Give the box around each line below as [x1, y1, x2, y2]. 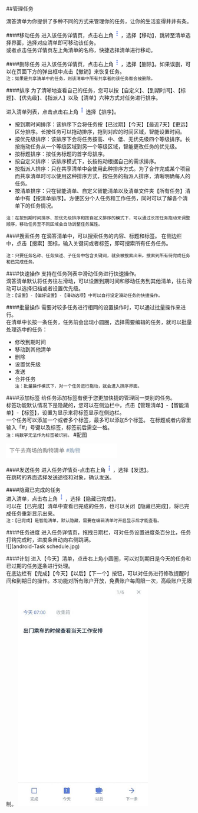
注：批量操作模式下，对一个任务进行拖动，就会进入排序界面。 [14, 383, 143, 389]
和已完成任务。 [6, 259, 37, 265]
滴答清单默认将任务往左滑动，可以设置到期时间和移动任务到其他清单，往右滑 [6, 277, 192, 284]
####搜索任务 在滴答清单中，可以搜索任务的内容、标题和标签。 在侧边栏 [6, 232, 183, 239]
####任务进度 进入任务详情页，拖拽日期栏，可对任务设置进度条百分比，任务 [6, 529, 192, 536]
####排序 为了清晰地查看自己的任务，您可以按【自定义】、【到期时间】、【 [6, 87, 181, 93]
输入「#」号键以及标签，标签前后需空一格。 [6, 424, 113, 430]
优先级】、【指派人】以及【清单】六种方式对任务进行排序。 [21, 94, 161, 101]
